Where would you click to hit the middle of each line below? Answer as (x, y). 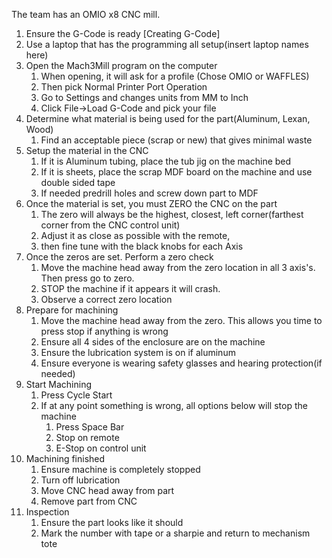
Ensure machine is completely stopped (120, 469)
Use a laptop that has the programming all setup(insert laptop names (167, 44)
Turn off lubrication (80, 480)
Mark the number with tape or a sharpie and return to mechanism (175, 533)
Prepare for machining (72, 310)
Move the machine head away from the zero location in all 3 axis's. (178, 267)
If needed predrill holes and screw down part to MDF (149, 193)
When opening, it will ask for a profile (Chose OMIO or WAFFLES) (175, 76)
